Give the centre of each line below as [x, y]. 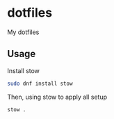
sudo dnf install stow [40, 84]
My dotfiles [23, 32]
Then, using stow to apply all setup [57, 97]
